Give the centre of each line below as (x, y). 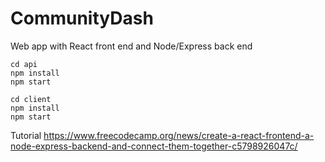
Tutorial (26, 135)
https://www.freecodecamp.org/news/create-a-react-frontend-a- (179, 135)
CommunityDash (82, 18)
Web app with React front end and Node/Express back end (131, 46)
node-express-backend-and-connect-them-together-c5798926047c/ (154, 146)
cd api (24, 64)
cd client (31, 99)
